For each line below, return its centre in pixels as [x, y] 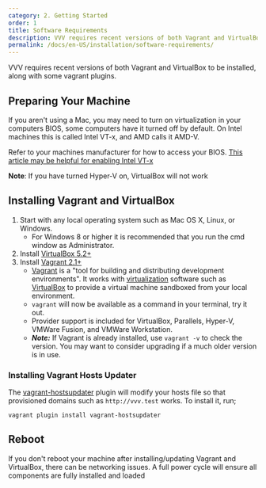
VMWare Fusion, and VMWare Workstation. [102, 329]
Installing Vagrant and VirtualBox [92, 201]
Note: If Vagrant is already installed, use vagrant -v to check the [137, 337]
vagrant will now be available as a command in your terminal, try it [139, 304]
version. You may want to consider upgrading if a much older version [144, 346]
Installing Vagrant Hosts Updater [72, 375]
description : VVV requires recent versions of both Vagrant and [116, 38]
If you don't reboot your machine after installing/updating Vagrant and [122, 458]
